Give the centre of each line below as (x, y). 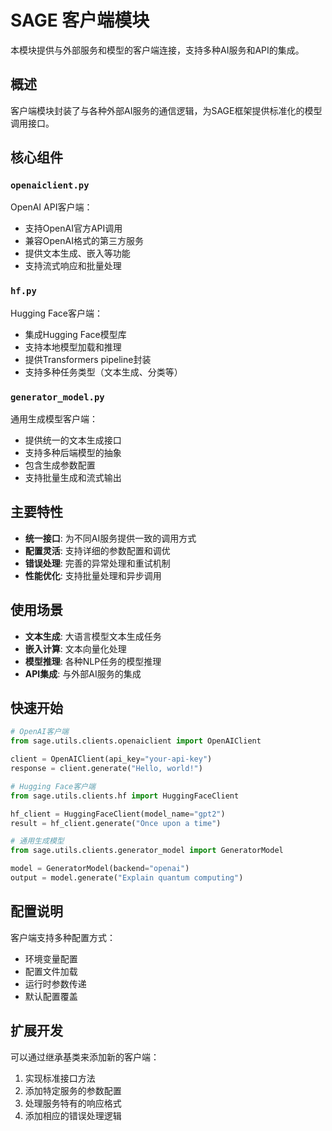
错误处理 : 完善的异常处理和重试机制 (97, 563)
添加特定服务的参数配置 (73, 1090)
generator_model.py (57, 397)
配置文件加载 (51, 971)
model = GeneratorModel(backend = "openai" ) (100, 869)
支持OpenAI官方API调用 (73, 228)
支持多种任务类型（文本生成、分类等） (103, 372)
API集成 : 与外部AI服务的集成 (83, 673)
